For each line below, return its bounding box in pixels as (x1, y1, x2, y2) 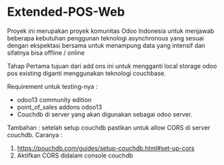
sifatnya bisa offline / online (7, 49, 85, 57)
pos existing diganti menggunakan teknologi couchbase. (7, 69, 166, 77)
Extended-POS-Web (7, 4, 125, 20)
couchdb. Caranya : (7, 131, 63, 139)
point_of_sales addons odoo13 (16, 103, 102, 111)
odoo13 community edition (16, 95, 92, 103)
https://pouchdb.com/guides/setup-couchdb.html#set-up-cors (16, 144, 195, 152)
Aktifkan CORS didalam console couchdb (16, 151, 133, 160)
